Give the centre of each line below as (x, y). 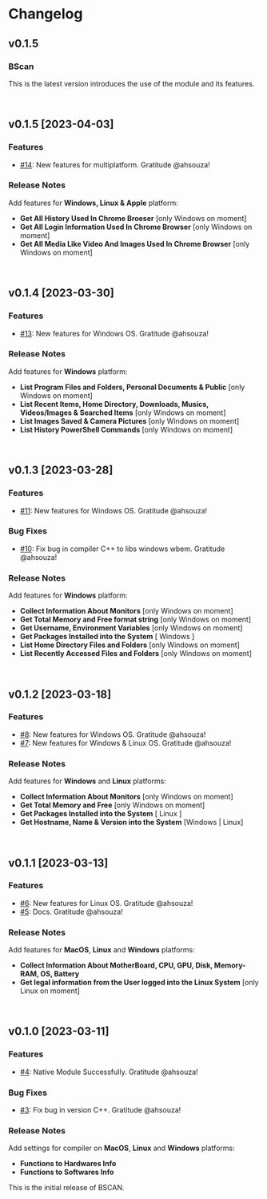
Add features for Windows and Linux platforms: (87, 781)
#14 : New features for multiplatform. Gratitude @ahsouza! (115, 164)
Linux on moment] (50, 991)
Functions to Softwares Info (67, 1172)
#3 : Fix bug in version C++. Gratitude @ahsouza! (100, 1110)
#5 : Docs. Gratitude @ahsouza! (72, 911)
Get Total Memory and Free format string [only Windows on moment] (135, 620)
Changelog (46, 14)
